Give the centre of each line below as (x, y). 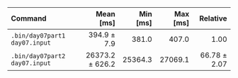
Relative (213, 18)
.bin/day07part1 (38, 36)
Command (29, 18)
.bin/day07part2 (38, 56)
